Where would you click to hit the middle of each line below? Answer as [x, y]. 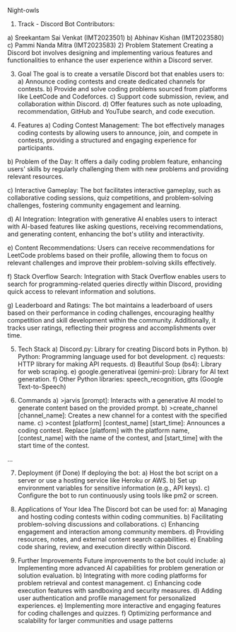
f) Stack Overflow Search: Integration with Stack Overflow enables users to [117, 276]
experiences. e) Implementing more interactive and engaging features [119, 605]
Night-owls [23, 10]
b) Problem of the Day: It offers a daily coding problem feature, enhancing [115, 161]
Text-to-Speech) [42, 386]
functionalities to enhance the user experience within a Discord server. [110, 60]
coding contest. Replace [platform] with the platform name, [104, 430]
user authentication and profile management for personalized [107, 598]
